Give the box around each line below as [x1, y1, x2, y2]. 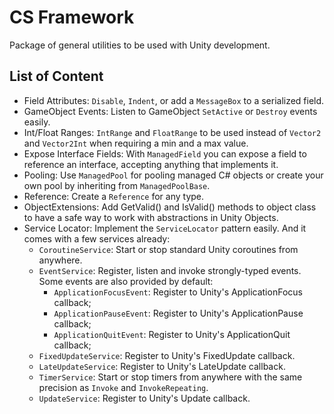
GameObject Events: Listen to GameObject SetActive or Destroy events [23, 105, 318, 117]
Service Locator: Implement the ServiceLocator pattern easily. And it [23, 222, 307, 234]
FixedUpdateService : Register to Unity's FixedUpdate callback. [38, 349, 296, 361]
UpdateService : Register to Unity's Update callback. [38, 392, 251, 404]
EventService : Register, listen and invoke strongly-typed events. [38, 264, 302, 276]
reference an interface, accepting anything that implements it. [23, 158, 279, 170]
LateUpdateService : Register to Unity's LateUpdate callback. [38, 360, 286, 372]
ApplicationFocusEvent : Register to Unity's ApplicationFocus [53, 286, 303, 298]
